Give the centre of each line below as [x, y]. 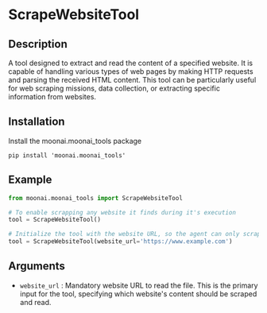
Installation [37, 122]
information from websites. [52, 97]
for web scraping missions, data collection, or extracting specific [114, 88]
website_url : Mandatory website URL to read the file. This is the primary [139, 285]
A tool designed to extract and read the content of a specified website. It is [130, 63]
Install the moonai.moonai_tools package [75, 141]
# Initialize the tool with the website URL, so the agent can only [124, 234]
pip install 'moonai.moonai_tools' [67, 155]
